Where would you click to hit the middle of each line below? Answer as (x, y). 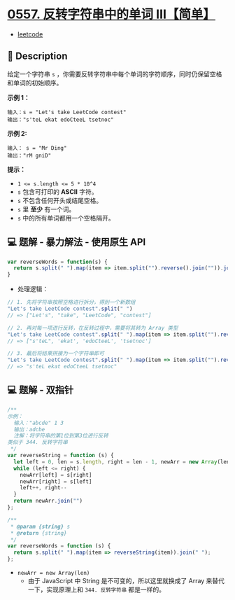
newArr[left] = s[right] (56, 475)
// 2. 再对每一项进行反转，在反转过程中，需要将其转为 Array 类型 (93, 328)
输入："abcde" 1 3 (39, 423)
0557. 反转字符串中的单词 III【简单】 (111, 14)
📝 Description (37, 56)
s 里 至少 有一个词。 (46, 209)
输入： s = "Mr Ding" (37, 148)
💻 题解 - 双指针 (41, 390)
